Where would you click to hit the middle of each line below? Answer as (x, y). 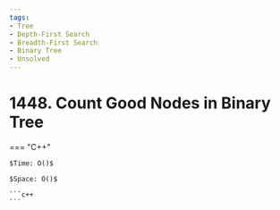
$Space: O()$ (34, 179)
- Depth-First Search (50, 34)
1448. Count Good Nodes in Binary (140, 103)
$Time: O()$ (31, 163)
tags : (19, 17)
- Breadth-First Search (54, 42)
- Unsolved (30, 59)
